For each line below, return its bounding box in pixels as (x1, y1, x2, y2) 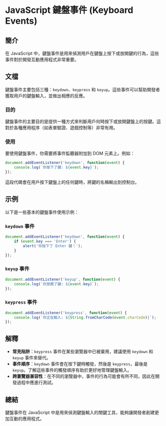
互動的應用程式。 (9, 416, 44, 422)
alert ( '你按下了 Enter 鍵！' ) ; (23, 243, 83, 248)
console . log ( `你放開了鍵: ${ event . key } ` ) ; (14, 281, 99, 286)
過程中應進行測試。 (16, 379, 56, 385)
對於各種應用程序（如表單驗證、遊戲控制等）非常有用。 (5, 125, 118, 131)
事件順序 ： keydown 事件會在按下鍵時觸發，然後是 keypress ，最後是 (12, 361, 148, 367)
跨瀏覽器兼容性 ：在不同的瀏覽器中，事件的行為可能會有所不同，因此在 (12, 373, 156, 379)
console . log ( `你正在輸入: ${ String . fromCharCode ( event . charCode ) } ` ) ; (14, 315, 157, 320)
